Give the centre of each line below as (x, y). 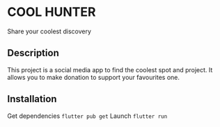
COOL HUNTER (52, 12)
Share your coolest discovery (49, 31)
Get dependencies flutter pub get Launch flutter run (87, 116)
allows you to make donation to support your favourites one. (93, 77)
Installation (32, 99)
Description (33, 53)
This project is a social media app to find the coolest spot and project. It (110, 69)
